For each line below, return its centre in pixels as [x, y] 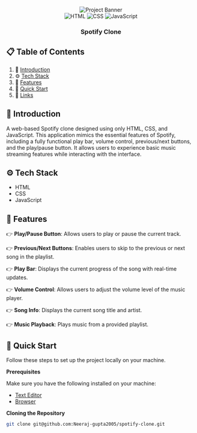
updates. [17, 278]
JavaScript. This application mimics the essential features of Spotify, [91, 135]
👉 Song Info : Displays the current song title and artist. [74, 310]
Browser [25, 401]
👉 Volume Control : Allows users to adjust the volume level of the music [96, 290]
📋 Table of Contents [46, 52]
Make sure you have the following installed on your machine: [81, 383]
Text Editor [28, 395]
